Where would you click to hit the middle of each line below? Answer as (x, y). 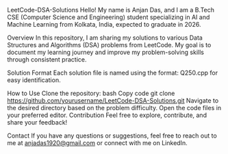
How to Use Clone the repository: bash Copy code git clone (91, 93)
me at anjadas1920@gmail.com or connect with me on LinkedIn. (97, 143)
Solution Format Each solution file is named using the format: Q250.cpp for (112, 73)
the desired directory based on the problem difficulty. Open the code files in (114, 108)
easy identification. (34, 80)
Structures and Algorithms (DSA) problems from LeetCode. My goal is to (109, 45)
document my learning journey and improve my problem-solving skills (105, 52)
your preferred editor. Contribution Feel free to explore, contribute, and (107, 115)
